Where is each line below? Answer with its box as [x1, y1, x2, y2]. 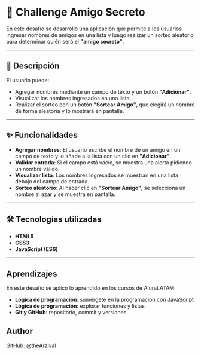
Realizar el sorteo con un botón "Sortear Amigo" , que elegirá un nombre [14, 101, 195, 108]
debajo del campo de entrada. [14, 177, 90, 185]
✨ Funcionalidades [6, 130, 78, 140]
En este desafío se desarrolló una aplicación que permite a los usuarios [6, 25, 182, 32]
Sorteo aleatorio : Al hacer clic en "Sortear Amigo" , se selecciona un [14, 184, 186, 191]
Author [6, 326, 33, 336]
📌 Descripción [6, 61, 60, 71]
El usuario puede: [6, 76, 50, 84]
